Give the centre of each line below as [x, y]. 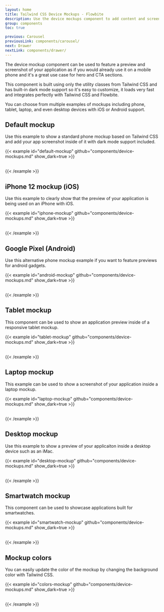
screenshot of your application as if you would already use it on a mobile [78, 70]
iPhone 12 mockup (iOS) [42, 187]
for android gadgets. [26, 266]
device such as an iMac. [29, 451]
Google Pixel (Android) [40, 248]
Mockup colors [29, 558]
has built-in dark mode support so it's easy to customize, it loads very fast [80, 89]
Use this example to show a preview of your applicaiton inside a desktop [78, 446]
